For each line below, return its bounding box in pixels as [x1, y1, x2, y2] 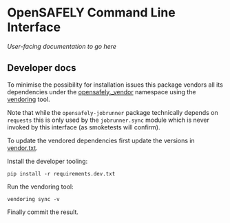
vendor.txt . [7, 143, 38, 152]
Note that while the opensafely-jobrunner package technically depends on [7, 108, 218, 116]
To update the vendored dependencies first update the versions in [7, 136, 195, 145]
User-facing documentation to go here [7, 42, 117, 50]
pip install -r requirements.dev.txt [7, 170, 116, 177]
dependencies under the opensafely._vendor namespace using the [7, 87, 196, 96]
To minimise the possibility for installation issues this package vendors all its [7, 81, 224, 89]
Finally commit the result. [7, 208, 79, 216]
